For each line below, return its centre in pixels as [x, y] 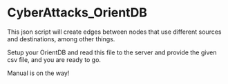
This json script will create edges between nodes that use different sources [114, 32]
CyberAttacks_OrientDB [77, 13]
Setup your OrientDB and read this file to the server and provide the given [112, 52]
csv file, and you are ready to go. [54, 59]
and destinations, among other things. [61, 39]
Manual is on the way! [38, 73]
